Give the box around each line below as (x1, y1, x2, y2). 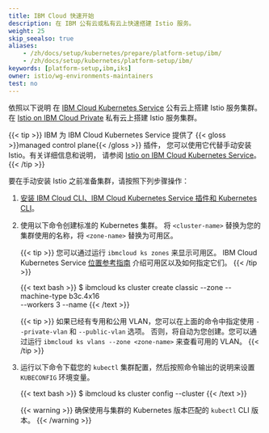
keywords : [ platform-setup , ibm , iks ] (8, 65, 132, 73)
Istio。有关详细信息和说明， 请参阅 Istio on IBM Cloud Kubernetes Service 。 (8, 150, 261, 160)
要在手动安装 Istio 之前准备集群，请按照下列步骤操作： (8, 175, 190, 186)
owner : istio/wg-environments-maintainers (8, 72, 153, 80)
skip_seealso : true (8, 34, 74, 43)
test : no (8, 79, 38, 87)
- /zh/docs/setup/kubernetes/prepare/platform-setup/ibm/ (23, 49, 222, 57)
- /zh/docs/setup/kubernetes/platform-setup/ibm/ (23, 57, 194, 65)
